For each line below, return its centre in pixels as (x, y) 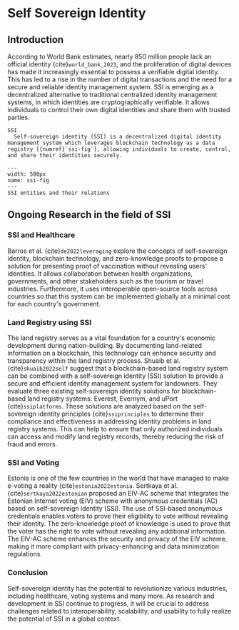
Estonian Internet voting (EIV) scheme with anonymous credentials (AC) (113, 501)
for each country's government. (54, 304)
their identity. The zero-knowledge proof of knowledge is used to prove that (119, 524)
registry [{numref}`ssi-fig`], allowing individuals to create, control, (119, 149)
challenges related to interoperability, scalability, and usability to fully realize (119, 611)
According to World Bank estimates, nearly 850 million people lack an (110, 56)
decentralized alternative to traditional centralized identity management (112, 95)
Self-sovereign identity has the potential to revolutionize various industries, (118, 588)
